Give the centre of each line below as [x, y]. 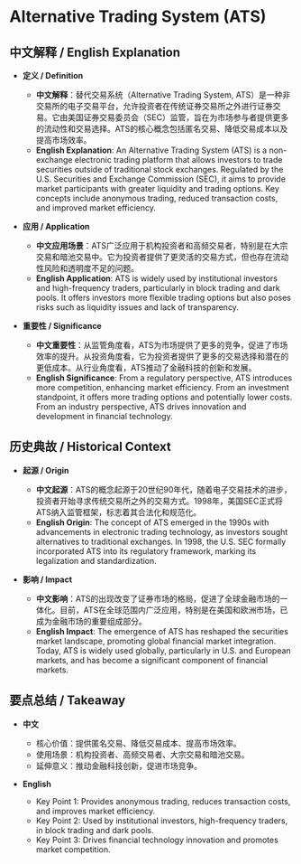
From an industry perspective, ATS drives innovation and [141, 407]
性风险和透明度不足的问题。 [87, 268]
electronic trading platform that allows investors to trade [178, 160]
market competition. [73, 849]
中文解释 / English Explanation [95, 52]
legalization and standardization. [96, 560]
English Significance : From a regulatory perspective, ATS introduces [164, 378]
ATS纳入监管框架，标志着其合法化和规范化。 [119, 512]
